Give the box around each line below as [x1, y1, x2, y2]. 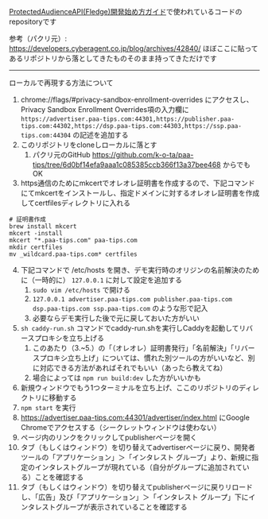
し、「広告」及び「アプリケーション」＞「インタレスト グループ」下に [20, 492, 249, 502]
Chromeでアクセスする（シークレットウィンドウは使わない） [20, 423, 221, 432]
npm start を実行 [20, 403, 76, 412]
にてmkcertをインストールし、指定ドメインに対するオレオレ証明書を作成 [20, 188, 260, 197]
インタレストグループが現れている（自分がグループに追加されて [34, 463, 243, 471]
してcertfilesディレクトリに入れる [20, 198, 130, 207]
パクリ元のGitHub [32, 150, 91, 159]
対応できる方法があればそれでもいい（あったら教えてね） [39, 363, 227, 372]
